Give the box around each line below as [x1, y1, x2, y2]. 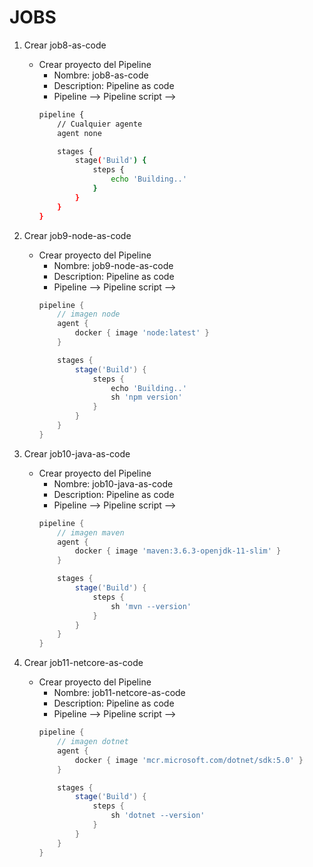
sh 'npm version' [110, 392, 183, 403]
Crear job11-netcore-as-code [23, 657, 144, 669]
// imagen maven [57, 527, 125, 538]
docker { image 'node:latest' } [74, 328, 210, 338]
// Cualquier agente [57, 119, 143, 129]
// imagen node [57, 309, 121, 320]
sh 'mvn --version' [110, 601, 192, 611]
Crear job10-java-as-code [23, 447, 131, 460]
